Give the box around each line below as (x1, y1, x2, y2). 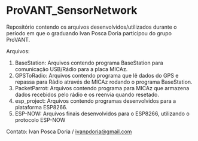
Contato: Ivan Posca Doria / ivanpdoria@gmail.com (6, 128, 132, 135)
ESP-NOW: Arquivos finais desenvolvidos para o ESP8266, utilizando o (14, 110, 190, 117)
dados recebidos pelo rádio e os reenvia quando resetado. (14, 91, 160, 98)
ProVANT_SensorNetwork (6, 4, 138, 17)
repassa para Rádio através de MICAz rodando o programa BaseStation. (14, 78, 193, 85)
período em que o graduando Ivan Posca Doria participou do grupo (6, 29, 172, 36)
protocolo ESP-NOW (14, 116, 66, 123)
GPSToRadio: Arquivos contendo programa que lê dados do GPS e (14, 72, 179, 79)
